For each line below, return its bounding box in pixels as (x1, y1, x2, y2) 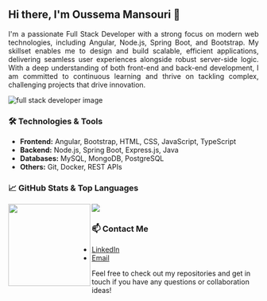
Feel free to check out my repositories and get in (91, 268, 251, 278)
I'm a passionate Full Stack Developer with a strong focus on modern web (8, 29, 259, 38)
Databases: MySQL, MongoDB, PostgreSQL (19, 154, 164, 163)
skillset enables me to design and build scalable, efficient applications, (8, 45, 259, 56)
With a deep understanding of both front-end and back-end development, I (8, 63, 259, 72)
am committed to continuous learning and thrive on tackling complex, (8, 71, 259, 80)
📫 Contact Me (91, 224, 149, 235)
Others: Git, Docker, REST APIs (19, 162, 122, 172)
